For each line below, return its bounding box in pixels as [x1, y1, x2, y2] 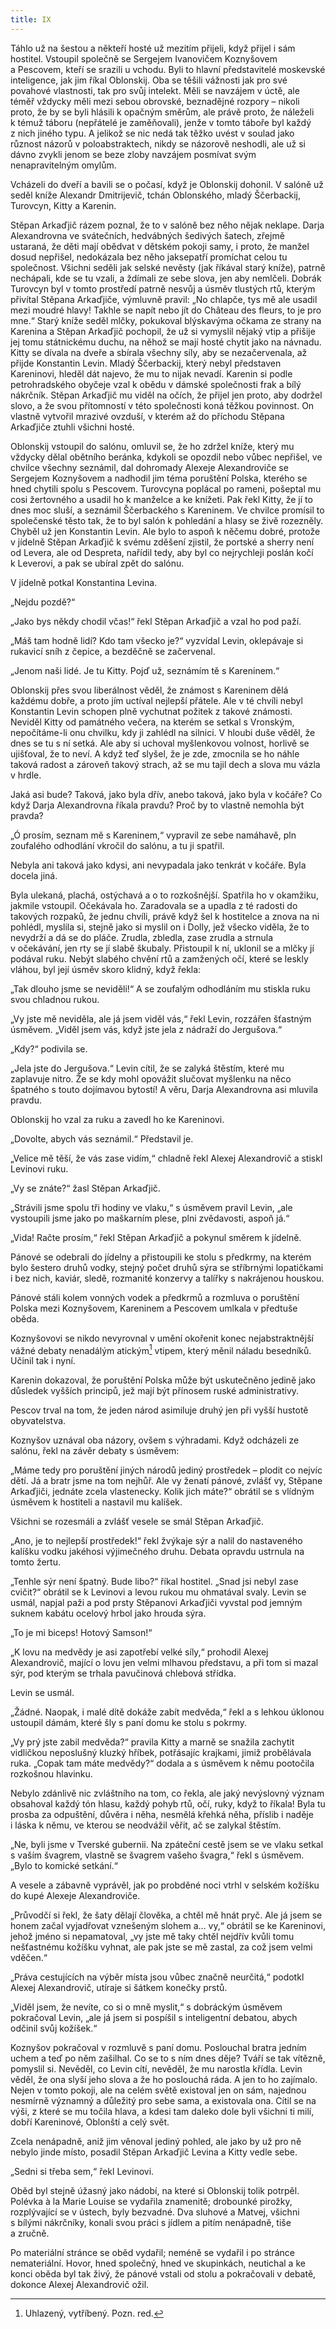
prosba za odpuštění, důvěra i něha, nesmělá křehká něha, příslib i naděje [10, 1809, 314, 1821]
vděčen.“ [10, 1952, 48, 1964]
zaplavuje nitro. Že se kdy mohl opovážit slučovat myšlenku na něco [10, 1072, 292, 1085]
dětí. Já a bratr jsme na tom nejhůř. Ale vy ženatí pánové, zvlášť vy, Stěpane [10, 1475, 323, 1487]
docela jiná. [10, 869, 58, 881]
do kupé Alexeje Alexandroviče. [10, 1890, 141, 1902]
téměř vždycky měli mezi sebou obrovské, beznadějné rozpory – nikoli [10, 95, 300, 107]
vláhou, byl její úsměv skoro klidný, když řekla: [10, 963, 202, 975]
